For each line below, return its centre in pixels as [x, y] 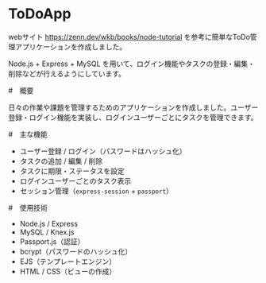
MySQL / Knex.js [47, 232]
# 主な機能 [28, 134]
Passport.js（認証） [52, 241]
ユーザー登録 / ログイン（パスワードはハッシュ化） [103, 151]
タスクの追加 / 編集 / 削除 [61, 161]
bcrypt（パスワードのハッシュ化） [76, 251]
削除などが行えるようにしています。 [67, 73]
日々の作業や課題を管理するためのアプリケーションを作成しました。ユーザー [133, 107]
